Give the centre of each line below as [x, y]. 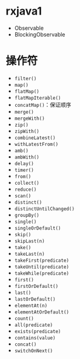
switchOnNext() [34, 350]
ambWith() [27, 157]
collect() [27, 183]
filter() [25, 78]
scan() [23, 196]
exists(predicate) [38, 331]
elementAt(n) [31, 306]
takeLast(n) [29, 254]
